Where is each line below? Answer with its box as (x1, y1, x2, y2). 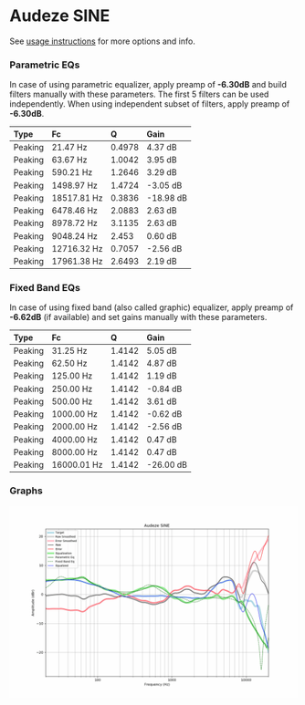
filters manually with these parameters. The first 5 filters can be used (9, 88, 269, 100)
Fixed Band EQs (9, 281, 80, 294)
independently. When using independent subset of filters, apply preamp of (9, 98, 290, 109)
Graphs (9, 484, 43, 497)
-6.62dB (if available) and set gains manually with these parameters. (9, 312, 268, 323)
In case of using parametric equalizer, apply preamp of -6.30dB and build (9, 79, 288, 90)
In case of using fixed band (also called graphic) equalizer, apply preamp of (9, 302, 294, 313)
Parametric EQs (9, 58, 80, 71)
